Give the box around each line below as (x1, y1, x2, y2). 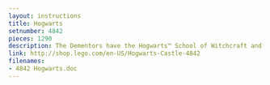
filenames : (8, 57, 45, 66)
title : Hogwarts (8, 19, 63, 28)
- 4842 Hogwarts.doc (8, 65, 78, 73)
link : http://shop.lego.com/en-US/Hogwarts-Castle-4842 (8, 49, 200, 57)
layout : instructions (8, 11, 82, 20)
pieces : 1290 (8, 34, 53, 43)
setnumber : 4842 (8, 27, 63, 35)
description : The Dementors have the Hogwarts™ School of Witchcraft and (8, 42, 263, 50)
